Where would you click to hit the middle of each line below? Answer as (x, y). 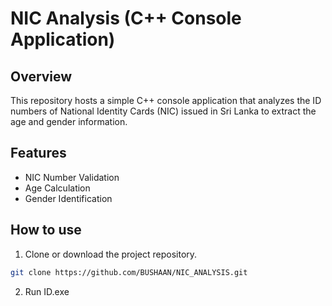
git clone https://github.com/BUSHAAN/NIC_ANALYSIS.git (129, 272)
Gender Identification (68, 198)
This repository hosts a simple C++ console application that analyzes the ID (166, 100)
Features (38, 153)
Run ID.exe (47, 291)
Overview (41, 76)
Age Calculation (57, 188)
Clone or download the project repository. (111, 254)
